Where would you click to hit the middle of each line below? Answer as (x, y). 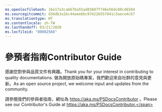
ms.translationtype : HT (29, 18)
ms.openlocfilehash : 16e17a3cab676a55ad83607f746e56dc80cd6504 (70, 9)
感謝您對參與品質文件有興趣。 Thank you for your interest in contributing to (79, 71)
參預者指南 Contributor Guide (63, 57)
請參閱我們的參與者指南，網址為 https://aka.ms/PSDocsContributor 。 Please (81, 99)
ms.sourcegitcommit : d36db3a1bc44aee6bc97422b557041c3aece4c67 (70, 14)
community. (17, 89)
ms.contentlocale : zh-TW (30, 23)
